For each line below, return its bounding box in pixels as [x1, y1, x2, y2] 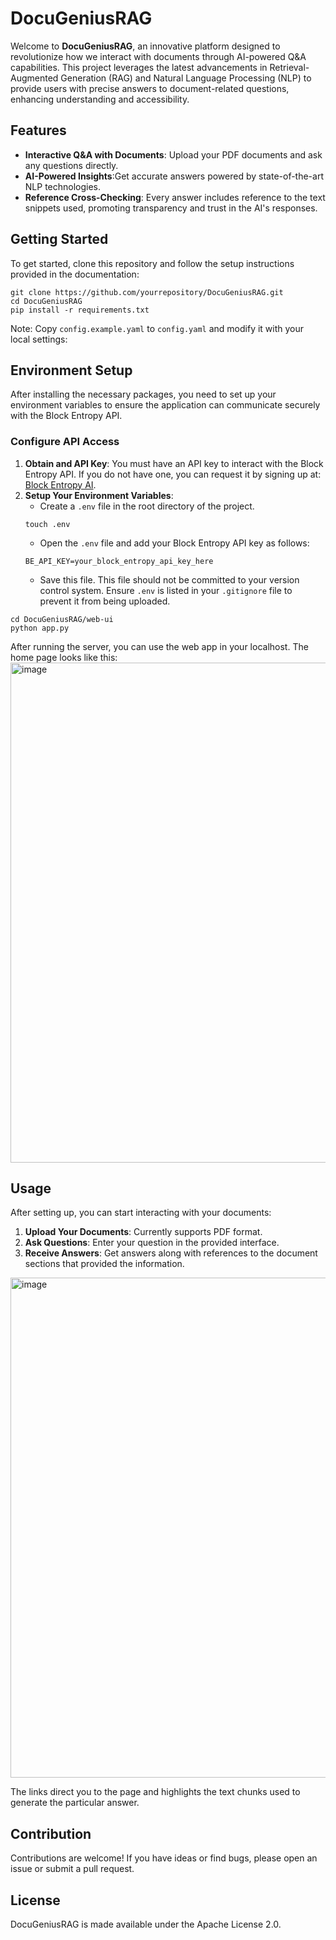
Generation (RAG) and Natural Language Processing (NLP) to [60, 72, 312, 84]
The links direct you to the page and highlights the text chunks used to [10, 1786, 301, 1798]
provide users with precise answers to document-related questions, [10, 82, 290, 94]
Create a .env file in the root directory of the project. [39, 500, 255, 512]
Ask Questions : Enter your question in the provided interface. [24, 1237, 280, 1249]
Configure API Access [10, 435, 120, 449]
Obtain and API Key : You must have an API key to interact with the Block [24, 457, 324, 469]
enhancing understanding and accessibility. [10, 93, 190, 105]
